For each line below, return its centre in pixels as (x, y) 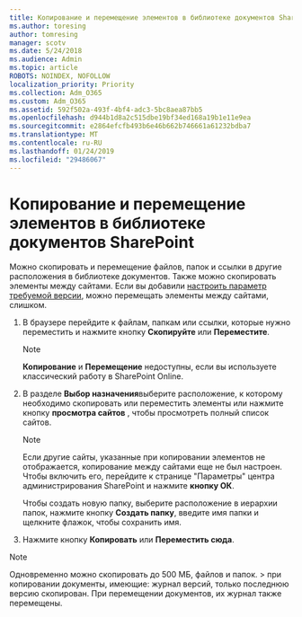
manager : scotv (38, 43)
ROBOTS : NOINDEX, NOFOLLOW (60, 76)
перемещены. (36, 604)
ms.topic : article (44, 68)
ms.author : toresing (48, 26)
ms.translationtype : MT (54, 135)
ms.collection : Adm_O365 (56, 93)
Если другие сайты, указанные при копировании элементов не (144, 457)
